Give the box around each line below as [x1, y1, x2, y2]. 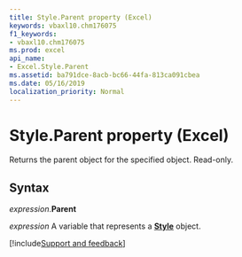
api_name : [9, 54, 46, 63]
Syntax [9, 180, 50, 195]
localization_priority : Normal [9, 87, 125, 96]
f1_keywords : [9, 29, 58, 38]
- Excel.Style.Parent [9, 63, 90, 72]
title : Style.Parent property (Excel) [9, 12, 152, 22]
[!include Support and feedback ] [9, 238, 126, 249]
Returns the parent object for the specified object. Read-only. [9, 154, 234, 165]
